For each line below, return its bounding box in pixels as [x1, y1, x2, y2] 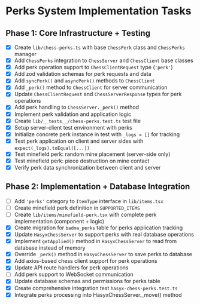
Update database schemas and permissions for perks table [14, 278, 160, 285]
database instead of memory [14, 244, 86, 251]
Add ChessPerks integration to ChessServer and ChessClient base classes [14, 57, 194, 64]
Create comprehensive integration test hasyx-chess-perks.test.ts [14, 284, 178, 291]
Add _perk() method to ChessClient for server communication [14, 84, 168, 91]
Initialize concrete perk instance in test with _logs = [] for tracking [14, 130, 180, 138]
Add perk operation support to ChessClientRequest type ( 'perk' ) [14, 64, 173, 71]
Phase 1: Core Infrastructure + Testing [5, 28, 151, 38]
